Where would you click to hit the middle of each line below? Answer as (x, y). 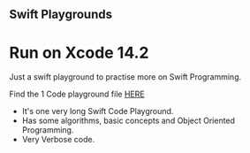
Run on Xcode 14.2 (79, 53)
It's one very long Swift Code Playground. (98, 111)
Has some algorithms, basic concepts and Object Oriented (129, 121)
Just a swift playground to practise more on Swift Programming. (125, 77)
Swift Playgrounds (61, 15)
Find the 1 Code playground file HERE (77, 94)
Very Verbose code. (58, 140)
